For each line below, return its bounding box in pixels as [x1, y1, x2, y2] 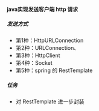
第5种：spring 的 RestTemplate [15, 67, 93, 74]
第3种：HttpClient [15, 52, 60, 59]
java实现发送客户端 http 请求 [7, 5, 78, 13]
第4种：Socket [15, 59, 53, 66]
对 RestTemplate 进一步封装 [15, 98, 85, 105]
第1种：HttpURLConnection [15, 37, 84, 44]
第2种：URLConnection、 [15, 44, 80, 51]
